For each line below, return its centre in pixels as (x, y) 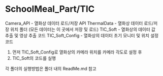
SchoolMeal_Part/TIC (50, 9)
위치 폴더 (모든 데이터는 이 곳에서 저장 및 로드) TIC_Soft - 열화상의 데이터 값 (83, 29)
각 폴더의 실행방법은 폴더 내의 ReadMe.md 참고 (51, 68)
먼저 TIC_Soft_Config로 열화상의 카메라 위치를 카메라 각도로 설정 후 (77, 52)
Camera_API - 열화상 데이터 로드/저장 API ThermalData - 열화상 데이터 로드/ (79, 23)
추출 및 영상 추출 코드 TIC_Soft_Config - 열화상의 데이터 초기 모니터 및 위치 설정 (82, 35)
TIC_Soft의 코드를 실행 (34, 58)
